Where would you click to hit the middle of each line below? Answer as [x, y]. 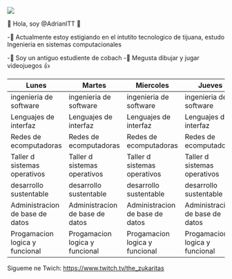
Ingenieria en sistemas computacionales [65, 44]
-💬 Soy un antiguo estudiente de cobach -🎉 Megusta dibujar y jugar [103, 58]
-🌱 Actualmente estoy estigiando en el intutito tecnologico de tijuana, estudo [116, 37]
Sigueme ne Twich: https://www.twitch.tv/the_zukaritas [86, 268]
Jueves [210, 85]
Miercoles [152, 85]
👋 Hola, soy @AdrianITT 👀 [44, 24]
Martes [95, 85]
